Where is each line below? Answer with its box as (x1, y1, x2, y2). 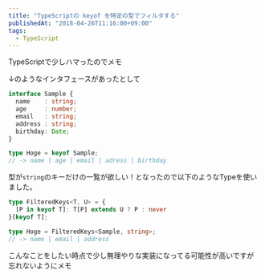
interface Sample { (8, 90, 74, 99)
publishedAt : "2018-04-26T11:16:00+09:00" (8, 19, 153, 27)
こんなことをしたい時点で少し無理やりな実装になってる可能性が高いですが (8, 250, 255, 260)
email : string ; (15, 112, 78, 120)
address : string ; (15, 119, 78, 128)
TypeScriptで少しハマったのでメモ (8, 57, 122, 66)
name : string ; (15, 98, 78, 106)
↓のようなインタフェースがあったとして (8, 74, 141, 84)
